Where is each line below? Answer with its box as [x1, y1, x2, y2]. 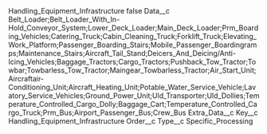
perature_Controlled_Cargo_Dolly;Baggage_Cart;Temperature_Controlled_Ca [8, 100, 257, 108]
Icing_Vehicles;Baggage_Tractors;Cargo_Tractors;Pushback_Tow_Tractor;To [8, 57, 257, 66]
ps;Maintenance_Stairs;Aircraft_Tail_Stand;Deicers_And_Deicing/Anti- [8, 49, 237, 57]
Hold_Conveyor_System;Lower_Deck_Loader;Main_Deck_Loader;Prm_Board [8, 23, 259, 33]
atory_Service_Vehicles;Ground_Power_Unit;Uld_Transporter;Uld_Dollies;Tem [8, 91, 260, 100]
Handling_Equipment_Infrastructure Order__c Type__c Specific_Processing [8, 116, 253, 125]
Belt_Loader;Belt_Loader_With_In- [8, 14, 120, 24]
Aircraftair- [8, 74, 45, 83]
